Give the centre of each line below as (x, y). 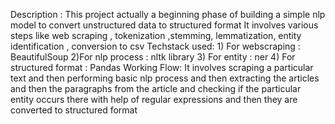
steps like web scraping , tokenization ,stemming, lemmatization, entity (156, 35)
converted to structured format (74, 110)
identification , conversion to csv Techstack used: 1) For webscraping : (155, 46)
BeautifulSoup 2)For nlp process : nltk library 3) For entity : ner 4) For (153, 57)
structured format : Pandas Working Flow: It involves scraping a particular (162, 67)
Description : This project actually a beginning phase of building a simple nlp (168, 14)
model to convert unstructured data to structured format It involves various (164, 25)
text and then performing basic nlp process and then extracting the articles (165, 78)
